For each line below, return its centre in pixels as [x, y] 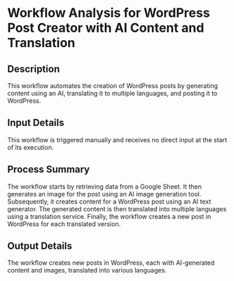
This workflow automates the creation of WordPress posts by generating [113, 86]
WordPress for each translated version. [64, 224]
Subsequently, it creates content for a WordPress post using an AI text [109, 201]
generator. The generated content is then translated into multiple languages [117, 208]
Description [33, 69]
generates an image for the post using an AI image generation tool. [104, 194]
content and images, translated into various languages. [87, 270]
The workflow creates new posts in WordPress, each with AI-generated [111, 263]
